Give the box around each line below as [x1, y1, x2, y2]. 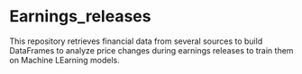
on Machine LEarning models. [9, 54, 120, 65]
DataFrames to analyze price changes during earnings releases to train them [9, 45, 294, 55]
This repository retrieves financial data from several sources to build [9, 36, 263, 46]
